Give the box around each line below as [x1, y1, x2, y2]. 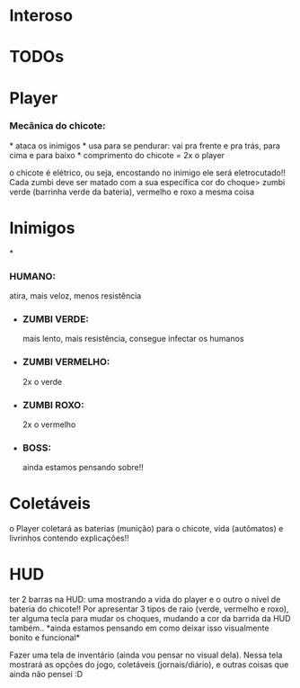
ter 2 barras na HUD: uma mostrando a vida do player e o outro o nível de [9, 594, 281, 605]
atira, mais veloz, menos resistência [9, 290, 142, 301]
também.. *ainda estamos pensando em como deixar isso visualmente [9, 622, 269, 634]
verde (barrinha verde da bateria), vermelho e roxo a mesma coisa [9, 186, 254, 197]
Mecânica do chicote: [9, 120, 106, 132]
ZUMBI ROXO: [22, 398, 84, 411]
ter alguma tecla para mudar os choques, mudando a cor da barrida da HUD [9, 613, 291, 624]
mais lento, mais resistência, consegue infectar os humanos [22, 334, 244, 344]
